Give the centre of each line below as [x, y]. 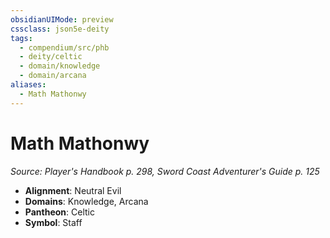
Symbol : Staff [53, 222]
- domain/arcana [53, 76]
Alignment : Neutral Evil [73, 190]
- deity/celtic [51, 57]
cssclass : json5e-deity [60, 29]
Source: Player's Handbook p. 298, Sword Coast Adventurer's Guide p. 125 [165, 171]
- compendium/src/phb [64, 47]
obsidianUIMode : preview [62, 19]
